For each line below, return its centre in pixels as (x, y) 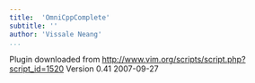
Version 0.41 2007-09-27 (112, 69)
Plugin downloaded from (55, 60)
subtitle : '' (34, 26)
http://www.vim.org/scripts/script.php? (174, 60)
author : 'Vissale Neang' (56, 34)
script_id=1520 (37, 69)
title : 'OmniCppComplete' (60, 17)
